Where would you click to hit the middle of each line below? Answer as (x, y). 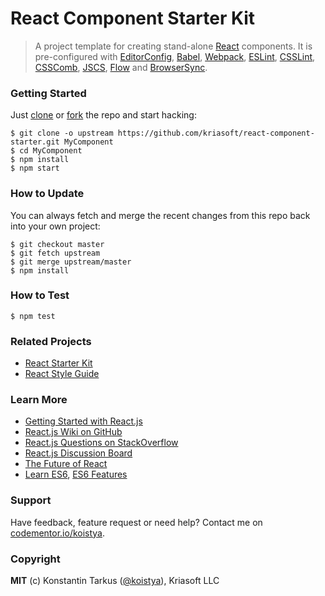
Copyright (35, 559)
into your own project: (55, 226)
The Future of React (66, 464)
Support (31, 500)
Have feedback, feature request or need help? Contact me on (136, 522)
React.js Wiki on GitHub (73, 432)
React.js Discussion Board (78, 453)
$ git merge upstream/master (71, 262)
